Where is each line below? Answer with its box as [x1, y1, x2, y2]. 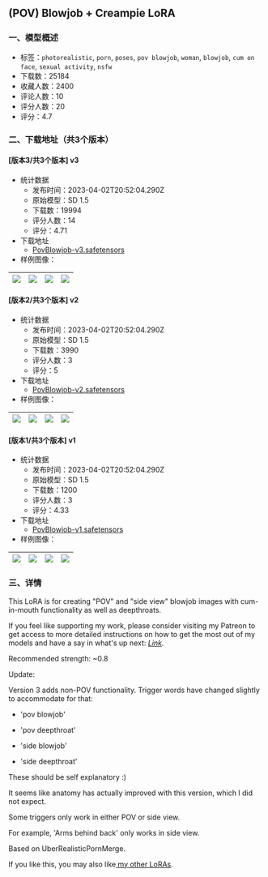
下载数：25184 [19, 71, 70, 80]
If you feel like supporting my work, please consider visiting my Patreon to [8, 620, 256, 631]
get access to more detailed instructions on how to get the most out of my [8, 629, 256, 639]
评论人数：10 [19, 91, 64, 101]
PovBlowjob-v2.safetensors [32, 385, 125, 395]
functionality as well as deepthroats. [40, 605, 162, 614]
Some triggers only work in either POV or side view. [8, 812, 181, 822]
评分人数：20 [19, 101, 66, 111]
